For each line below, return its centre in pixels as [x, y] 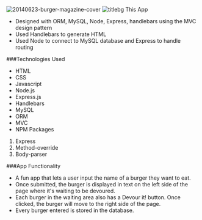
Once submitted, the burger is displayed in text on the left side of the [101, 184]
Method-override [37, 148]
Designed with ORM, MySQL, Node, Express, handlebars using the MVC [106, 21]
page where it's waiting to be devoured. [65, 191]
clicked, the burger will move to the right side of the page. [88, 204]
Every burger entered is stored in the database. [74, 210]
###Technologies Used [36, 59]
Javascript [28, 84]
